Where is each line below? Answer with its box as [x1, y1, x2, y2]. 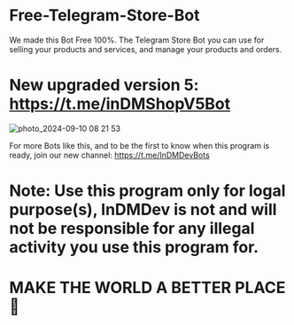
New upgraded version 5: [9, 75, 199, 96]
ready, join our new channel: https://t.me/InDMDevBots [9, 150, 210, 160]
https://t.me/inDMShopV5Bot [9, 94, 231, 114]
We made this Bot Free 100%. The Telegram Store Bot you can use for [9, 35, 265, 45]
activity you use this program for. [9, 237, 259, 258]
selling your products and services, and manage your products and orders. [9, 43, 282, 54]
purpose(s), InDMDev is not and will [9, 200, 277, 220]
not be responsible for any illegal [9, 219, 255, 239]
